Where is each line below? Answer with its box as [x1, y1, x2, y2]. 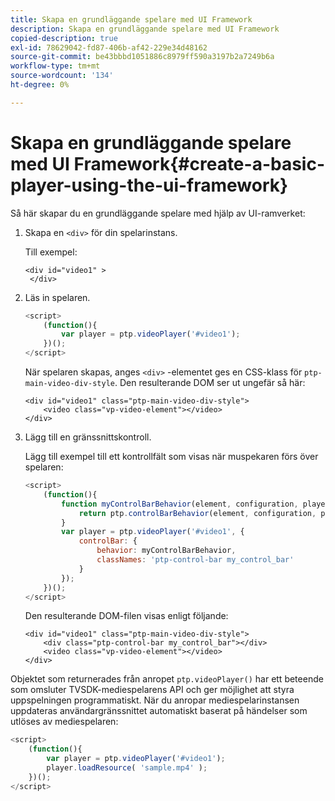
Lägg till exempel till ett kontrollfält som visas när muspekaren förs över [24, 451, 319, 463]
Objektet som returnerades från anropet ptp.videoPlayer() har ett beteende [10, 673, 324, 685]
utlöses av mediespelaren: [10, 716, 119, 728]
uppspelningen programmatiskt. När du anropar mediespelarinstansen [10, 694, 300, 706]
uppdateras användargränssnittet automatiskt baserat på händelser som [10, 705, 308, 717]
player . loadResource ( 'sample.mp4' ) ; [46, 763, 208, 773]
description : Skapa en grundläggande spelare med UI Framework [10, 24, 280, 34]
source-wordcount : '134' [10, 71, 114, 81]
